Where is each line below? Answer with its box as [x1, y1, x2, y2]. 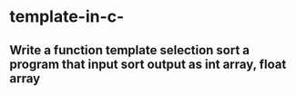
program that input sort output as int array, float [9, 56, 287, 71]
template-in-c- [9, 6, 125, 27]
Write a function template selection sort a [9, 43, 250, 58]
